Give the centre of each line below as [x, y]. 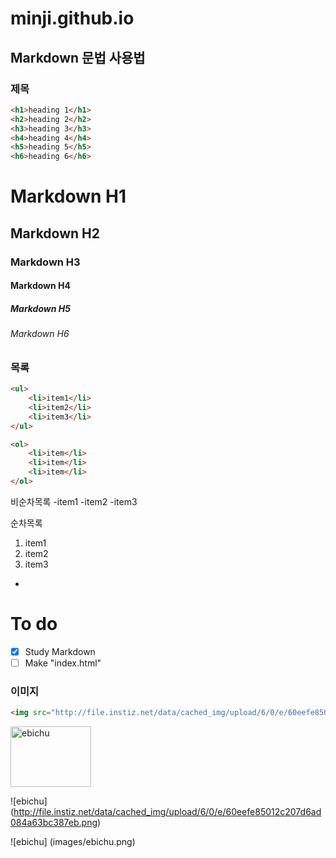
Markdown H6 [40, 334]
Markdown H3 [45, 262]
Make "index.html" [63, 663]
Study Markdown [60, 651]
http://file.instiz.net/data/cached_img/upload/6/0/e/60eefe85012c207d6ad [167, 812]
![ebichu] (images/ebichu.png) [73, 842]
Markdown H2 [55, 233]
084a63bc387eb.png [54, 823]
